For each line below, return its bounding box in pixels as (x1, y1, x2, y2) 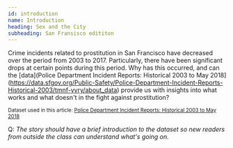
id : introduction (8, 10, 58, 17)
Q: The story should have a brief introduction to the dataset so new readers (8, 125, 225, 133)
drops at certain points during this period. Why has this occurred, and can (8, 64, 220, 72)
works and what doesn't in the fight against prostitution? (8, 94, 170, 102)
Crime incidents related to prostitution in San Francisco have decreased (8, 49, 214, 57)
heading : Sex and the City (8, 23, 86, 30)
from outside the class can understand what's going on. (8, 133, 169, 141)
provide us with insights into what (120, 86, 218, 94)
